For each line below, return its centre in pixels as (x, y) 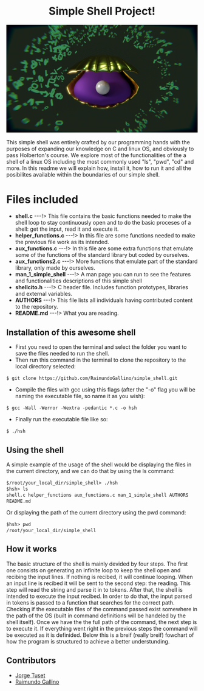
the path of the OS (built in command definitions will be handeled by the (96, 616)
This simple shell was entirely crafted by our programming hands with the (98, 142)
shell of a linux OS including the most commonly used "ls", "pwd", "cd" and (100, 162)
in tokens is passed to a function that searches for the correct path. (90, 602)
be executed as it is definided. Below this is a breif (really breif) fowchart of (100, 635)
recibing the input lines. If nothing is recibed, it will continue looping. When (100, 577)
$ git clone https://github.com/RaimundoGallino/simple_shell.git (92, 379)
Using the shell (35, 450)
